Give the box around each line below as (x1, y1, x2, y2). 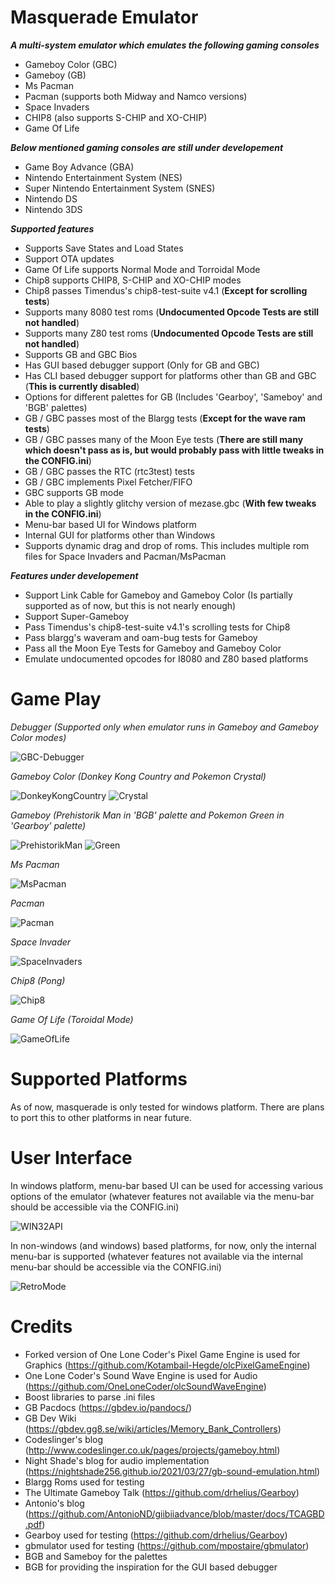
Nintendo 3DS (24, 203, 83, 215)
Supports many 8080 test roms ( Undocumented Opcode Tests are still (24, 306, 320, 318)
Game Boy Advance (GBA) (24, 161, 135, 173)
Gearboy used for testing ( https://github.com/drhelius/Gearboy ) (24, 1529, 288, 1541)
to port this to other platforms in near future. (10, 1111, 192, 1123)
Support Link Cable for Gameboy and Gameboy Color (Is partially (24, 589, 293, 601)
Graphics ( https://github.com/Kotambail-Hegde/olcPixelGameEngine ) (24, 1359, 311, 1371)
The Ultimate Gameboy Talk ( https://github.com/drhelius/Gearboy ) (24, 1486, 300, 1498)
